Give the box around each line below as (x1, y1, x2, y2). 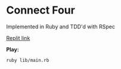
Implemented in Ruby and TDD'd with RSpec (6, 23, 115, 30)
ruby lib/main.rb (6, 57, 49, 63)
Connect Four (6, 4, 76, 17)
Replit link (6, 34, 30, 41)
